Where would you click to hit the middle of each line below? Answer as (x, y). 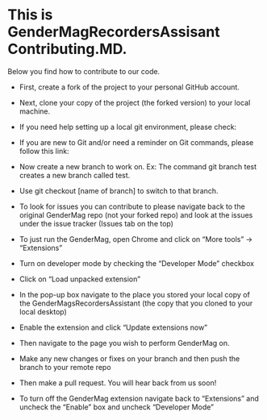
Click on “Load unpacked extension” (80, 279)
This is (30, 15)
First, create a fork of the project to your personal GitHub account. (129, 87)
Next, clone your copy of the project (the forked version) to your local (135, 102)
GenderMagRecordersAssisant (114, 32)
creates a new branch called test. (75, 175)
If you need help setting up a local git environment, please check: (128, 127)
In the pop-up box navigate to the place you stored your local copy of (135, 294)
